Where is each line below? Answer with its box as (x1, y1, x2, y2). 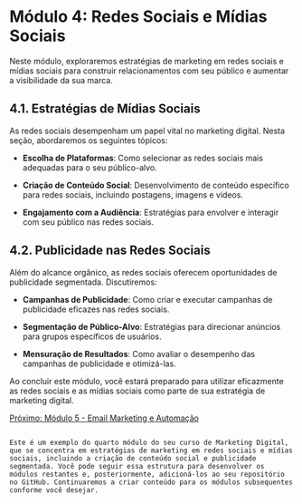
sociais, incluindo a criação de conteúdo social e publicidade (9, 453, 257, 463)
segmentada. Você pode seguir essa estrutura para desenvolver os (9, 461, 265, 470)
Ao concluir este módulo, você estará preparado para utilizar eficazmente (9, 375, 285, 386)
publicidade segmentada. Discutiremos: (9, 276, 157, 287)
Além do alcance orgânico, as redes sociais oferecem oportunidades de (9, 267, 278, 277)
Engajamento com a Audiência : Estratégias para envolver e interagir (22, 207, 279, 218)
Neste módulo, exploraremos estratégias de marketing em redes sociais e (9, 55, 285, 66)
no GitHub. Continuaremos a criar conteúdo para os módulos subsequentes (9, 478, 294, 487)
